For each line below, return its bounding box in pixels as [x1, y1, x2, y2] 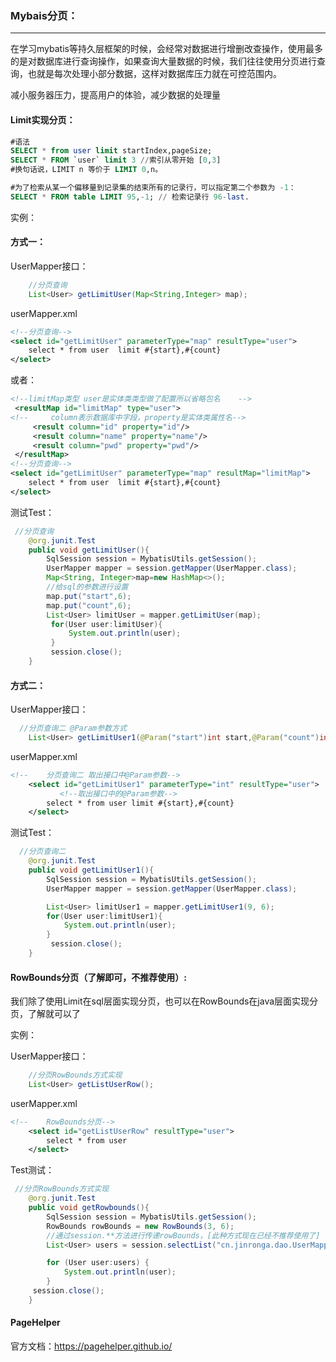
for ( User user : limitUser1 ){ [46, 911, 163, 921]
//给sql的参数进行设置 [46, 582, 129, 592]
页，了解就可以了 [10, 1008, 81, 1020]
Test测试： [10, 1164, 55, 1176]
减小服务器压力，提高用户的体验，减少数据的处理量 [10, 89, 221, 101]
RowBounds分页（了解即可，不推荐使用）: [10, 971, 187, 983]
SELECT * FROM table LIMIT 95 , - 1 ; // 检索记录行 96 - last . [10, 192, 250, 202]
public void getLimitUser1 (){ [28, 865, 155, 876]
